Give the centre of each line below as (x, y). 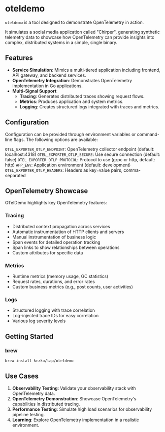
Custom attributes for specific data (48, 252)
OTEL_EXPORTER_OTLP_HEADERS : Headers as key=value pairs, (64, 170)
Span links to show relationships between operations (66, 247)
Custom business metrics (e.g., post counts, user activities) (72, 287)
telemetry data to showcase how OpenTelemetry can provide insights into (80, 37)
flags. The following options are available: (56, 140)
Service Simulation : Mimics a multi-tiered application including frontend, (86, 70)
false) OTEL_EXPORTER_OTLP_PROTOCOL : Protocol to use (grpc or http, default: (80, 159)
